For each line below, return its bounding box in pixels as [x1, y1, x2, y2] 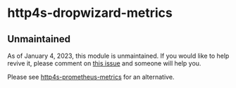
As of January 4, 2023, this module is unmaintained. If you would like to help [7, 51, 230, 60]
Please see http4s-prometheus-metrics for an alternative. [7, 73, 175, 81]
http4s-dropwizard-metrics [7, 5, 173, 21]
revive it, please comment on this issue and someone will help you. [7, 59, 201, 68]
